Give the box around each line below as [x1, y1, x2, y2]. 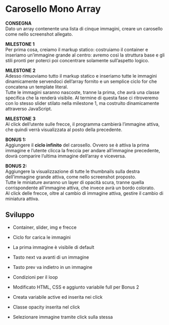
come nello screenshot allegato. [5, 31, 73, 37]
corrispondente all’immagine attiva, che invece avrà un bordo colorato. [5, 185, 155, 191]
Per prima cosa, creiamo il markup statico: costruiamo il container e [5, 46, 148, 52]
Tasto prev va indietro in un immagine [12, 264, 92, 270]
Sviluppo [5, 210, 35, 219]
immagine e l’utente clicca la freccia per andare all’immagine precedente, [5, 147, 160, 153]
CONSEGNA [5, 20, 32, 26]
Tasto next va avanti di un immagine [12, 254, 89, 260]
